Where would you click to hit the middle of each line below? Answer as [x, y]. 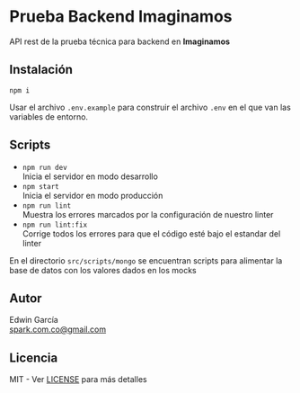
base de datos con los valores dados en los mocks [103, 270]
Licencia [34, 357]
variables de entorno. [49, 116]
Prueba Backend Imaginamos [121, 17]
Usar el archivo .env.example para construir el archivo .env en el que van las [150, 107]
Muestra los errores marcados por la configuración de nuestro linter [148, 214]
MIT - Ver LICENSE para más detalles [78, 380]
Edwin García [34, 320]
